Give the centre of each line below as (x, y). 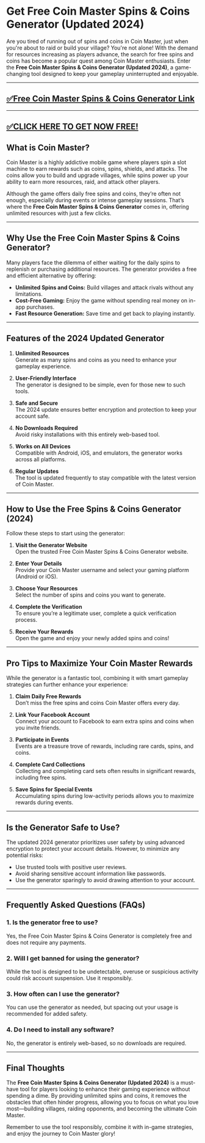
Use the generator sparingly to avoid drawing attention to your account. (105, 880)
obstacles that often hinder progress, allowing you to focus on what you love (103, 1102)
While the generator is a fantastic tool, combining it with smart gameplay (97, 678)
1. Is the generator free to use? (52, 922)
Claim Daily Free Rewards (48, 696)
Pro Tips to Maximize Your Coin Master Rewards (100, 663)
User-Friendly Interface (45, 378)
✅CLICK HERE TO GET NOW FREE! (72, 127)
